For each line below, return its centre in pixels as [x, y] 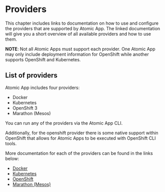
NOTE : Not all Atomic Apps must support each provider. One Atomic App [80, 49]
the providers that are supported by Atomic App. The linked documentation [83, 28]
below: [12, 158]
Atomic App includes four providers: [43, 87]
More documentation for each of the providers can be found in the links [79, 153]
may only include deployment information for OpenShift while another [77, 54]
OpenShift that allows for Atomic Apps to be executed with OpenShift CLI [81, 138]
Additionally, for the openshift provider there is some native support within [82, 133]
